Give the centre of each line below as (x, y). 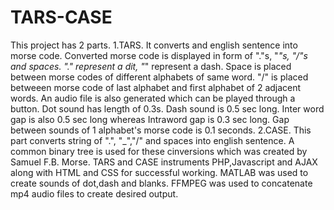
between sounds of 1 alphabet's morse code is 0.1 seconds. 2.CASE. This (161, 130)
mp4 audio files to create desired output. (94, 193)
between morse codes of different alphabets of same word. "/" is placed (159, 77)
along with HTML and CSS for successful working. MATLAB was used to (159, 172)
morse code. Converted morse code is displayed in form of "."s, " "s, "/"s (159, 55)
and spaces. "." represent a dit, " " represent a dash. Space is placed (151, 66)
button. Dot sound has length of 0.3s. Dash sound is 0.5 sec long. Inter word (167, 108)
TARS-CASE (61, 17)
